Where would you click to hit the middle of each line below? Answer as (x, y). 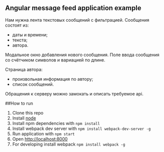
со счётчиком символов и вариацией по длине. (55, 60)
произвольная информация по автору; (53, 79)
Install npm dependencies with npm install (56, 123)
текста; (20, 40)
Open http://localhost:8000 (40, 139)
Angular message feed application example (73, 8)
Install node (24, 118)
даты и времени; (30, 34)
